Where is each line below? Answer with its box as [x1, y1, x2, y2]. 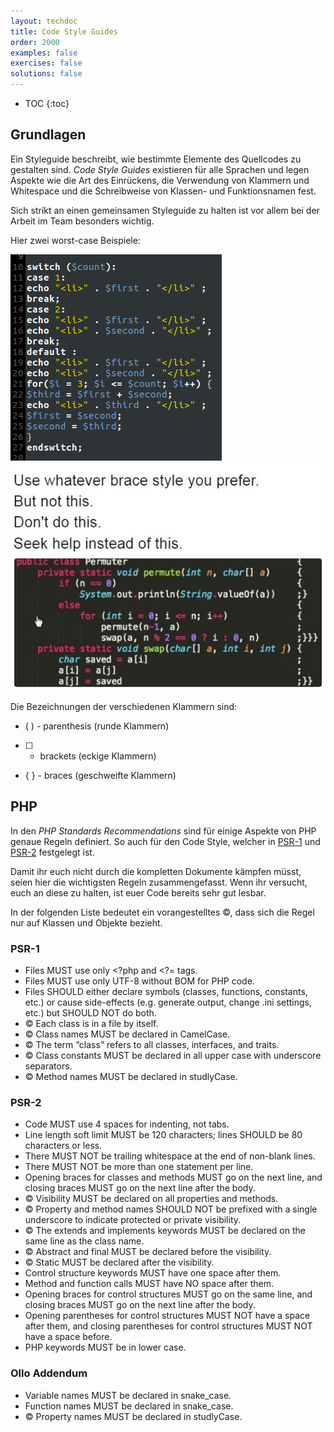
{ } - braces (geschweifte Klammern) [24, 770, 177, 782]
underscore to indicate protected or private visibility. [24, 1214, 242, 1226]
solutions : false [10, 69, 83, 79]
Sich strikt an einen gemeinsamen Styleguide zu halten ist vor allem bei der [10, 204, 320, 216]
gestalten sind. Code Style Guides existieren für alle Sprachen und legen [10, 163, 310, 175]
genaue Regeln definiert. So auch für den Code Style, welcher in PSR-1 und [10, 835, 321, 847]
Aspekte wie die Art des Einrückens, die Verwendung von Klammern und [10, 174, 310, 186]
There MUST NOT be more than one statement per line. [24, 1161, 254, 1173]
